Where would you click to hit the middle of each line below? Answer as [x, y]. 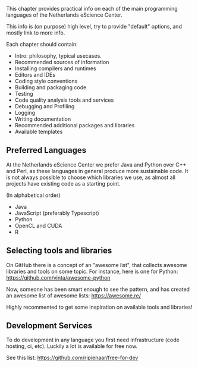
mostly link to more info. [36, 33]
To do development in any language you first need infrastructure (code [93, 340]
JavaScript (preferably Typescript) [57, 213]
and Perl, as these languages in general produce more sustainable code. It [97, 171]
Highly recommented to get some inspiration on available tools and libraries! [99, 307]
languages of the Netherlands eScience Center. [65, 15]
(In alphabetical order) [33, 195]
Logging [25, 113]
